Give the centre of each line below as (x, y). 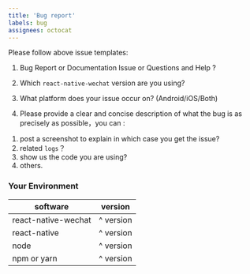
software (52, 206)
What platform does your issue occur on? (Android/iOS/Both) (119, 99)
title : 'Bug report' (42, 15)
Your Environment (43, 186)
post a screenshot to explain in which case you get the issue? (119, 139)
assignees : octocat (40, 30)
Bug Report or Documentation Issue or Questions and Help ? (118, 68)
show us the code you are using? (73, 157)
